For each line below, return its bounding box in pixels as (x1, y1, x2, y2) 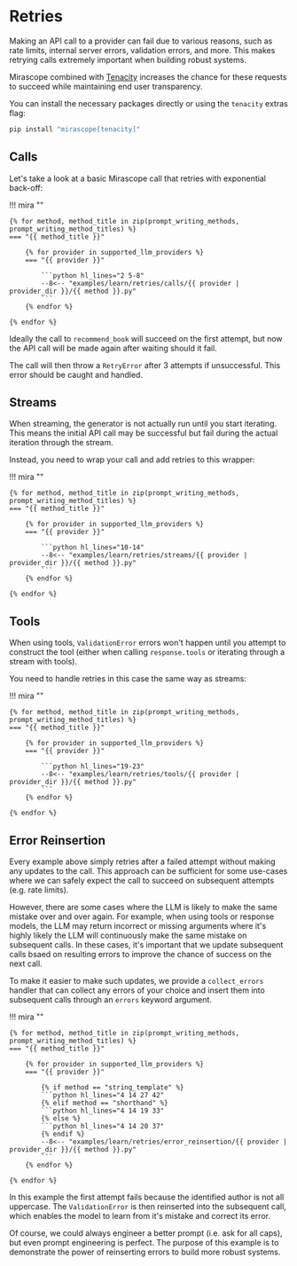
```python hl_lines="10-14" (41, 543, 145, 552)
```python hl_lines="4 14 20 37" (41, 1122, 165, 1131)
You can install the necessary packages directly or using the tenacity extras (9, 98, 288, 108)
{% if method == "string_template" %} (41, 1083, 184, 1092)
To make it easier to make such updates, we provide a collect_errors (9, 976, 264, 987)
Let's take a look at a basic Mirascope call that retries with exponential (9, 173, 266, 184)
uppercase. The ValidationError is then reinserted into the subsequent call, (9, 1201, 286, 1212)
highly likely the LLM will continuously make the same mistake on (9, 930, 247, 941)
